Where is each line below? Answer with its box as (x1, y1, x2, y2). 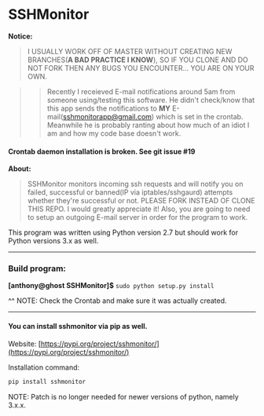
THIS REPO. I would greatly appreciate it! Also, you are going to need (27, 204, 251, 213)
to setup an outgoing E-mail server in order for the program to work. (27, 213, 248, 222)
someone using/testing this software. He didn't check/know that (46, 95, 255, 104)
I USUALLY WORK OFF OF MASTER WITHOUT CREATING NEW (27, 46, 233, 56)
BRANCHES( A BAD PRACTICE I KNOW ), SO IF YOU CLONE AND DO (27, 55, 249, 64)
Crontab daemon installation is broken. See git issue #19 (8, 147, 196, 156)
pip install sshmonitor (8, 378, 86, 385)
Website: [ (8, 339, 42, 348)
